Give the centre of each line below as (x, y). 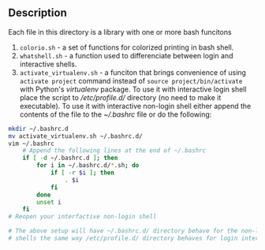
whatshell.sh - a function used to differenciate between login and (126, 55)
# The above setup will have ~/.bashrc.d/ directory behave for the (123, 231)
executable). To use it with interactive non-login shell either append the (135, 106)
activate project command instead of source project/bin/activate (131, 80)
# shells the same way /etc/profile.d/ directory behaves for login (123, 239)
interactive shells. (48, 64)
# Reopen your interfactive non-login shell (82, 217)
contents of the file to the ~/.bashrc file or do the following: (116, 114)
